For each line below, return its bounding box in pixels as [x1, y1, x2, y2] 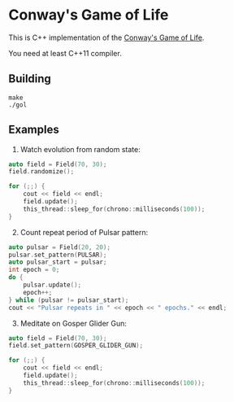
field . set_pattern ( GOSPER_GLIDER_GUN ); [8, 342, 144, 350]
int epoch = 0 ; [8, 266, 60, 274]
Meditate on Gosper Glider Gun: [19, 318, 128, 328]
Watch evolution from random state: [19, 144, 141, 154]
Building [8, 72, 51, 86]
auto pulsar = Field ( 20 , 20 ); [8, 243, 111, 251]
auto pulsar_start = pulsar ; [8, 258, 107, 266]
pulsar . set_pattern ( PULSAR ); [8, 251, 107, 259]
